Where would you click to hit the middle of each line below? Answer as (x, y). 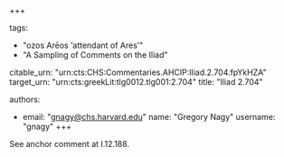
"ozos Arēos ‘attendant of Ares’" (83, 45)
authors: (25, 99)
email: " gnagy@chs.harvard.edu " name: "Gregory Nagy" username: (149, 117)
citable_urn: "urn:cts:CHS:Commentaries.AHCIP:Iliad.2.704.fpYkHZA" (138, 72)
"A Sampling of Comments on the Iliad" (95, 55)
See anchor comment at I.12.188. (69, 144)
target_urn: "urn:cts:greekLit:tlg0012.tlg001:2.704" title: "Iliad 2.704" (137, 82)
